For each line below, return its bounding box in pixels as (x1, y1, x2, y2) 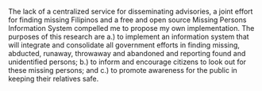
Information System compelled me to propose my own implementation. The (8, 24, 255, 32)
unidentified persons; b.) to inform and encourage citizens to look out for (8, 57, 247, 66)
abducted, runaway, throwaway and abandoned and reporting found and (8, 49, 246, 58)
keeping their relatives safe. (8, 74, 99, 83)
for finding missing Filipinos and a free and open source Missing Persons (8, 15, 247, 25)
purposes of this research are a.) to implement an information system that (8, 32, 249, 41)
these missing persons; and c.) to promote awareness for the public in (8, 66, 238, 74)
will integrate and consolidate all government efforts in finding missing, (8, 40, 241, 50)
